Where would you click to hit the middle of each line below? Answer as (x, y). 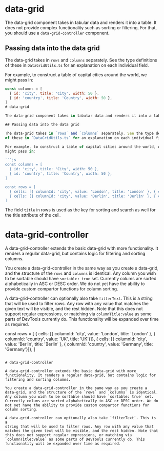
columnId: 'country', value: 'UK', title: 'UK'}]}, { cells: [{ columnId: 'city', (76, 339)
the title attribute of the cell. (33, 215)
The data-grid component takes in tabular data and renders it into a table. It (81, 22)
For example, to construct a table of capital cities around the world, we (76, 75)
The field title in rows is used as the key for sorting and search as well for (81, 210)
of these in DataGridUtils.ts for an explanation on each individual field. (77, 65)
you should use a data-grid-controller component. (57, 33)
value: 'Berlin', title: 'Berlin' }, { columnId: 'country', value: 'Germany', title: (79, 344)
